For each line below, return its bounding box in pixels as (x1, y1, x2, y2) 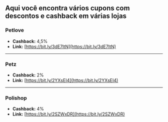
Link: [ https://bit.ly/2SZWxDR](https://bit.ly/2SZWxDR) (12, 111, 125, 117)
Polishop (5, 94, 27, 101)
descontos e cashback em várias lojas (5, 12, 126, 20)
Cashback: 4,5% (12, 38, 48, 44)
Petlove (5, 27, 24, 34)
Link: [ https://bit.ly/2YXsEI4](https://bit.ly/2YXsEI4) (12, 77, 118, 83)
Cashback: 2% (12, 72, 44, 78)
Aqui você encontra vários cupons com (5, 4, 130, 12)
